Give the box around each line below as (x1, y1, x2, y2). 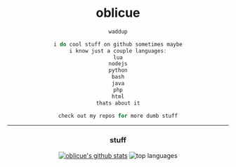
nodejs (108, 60, 128, 67)
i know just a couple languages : (69, 47, 167, 54)
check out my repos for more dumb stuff (58, 112, 178, 119)
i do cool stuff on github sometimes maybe (53, 41, 183, 48)
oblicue (96, 5, 140, 21)
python (108, 67, 128, 74)
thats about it (96, 100, 140, 107)
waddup (108, 28, 128, 35)
